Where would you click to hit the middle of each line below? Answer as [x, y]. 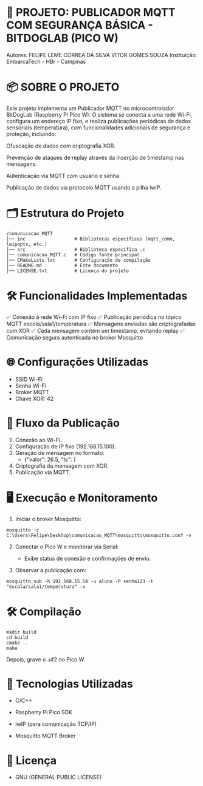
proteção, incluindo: [31, 134]
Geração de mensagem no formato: [60, 453]
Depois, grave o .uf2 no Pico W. [46, 659]
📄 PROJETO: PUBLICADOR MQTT [91, 12]
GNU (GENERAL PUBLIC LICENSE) [58, 777]
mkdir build [21, 632]
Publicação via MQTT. [43, 472]
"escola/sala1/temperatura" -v [46, 586]
